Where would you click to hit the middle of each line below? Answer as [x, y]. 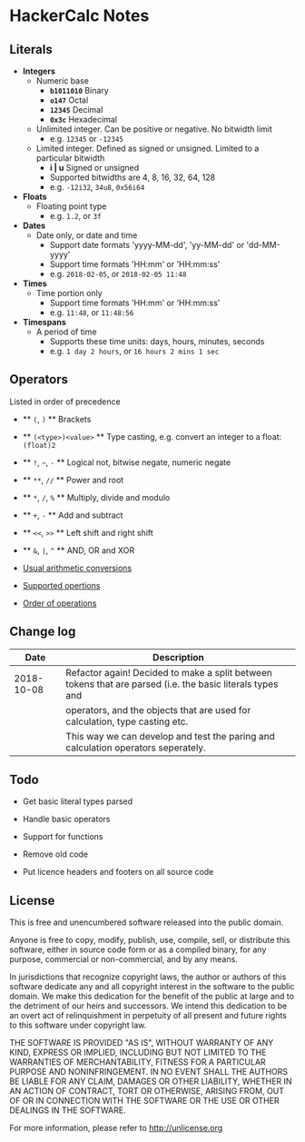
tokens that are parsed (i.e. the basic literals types [172, 684]
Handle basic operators [66, 819]
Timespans [44, 322]
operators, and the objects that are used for [158, 710]
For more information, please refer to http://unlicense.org [116, 1128]
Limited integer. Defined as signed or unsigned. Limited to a [148, 148]
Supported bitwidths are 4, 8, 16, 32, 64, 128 [133, 177]
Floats [34, 197]
